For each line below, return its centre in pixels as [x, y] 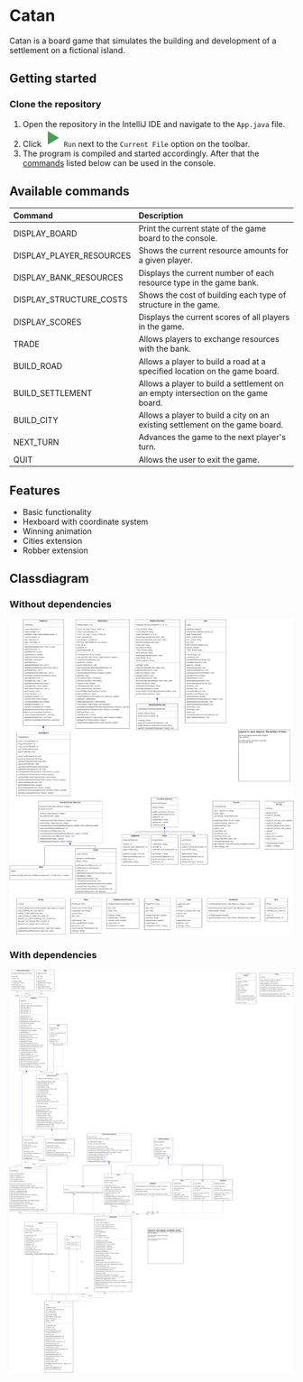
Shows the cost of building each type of [212, 295]
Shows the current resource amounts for [213, 251]
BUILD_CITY [36, 419]
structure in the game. [179, 304]
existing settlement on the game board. [211, 425]
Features [35, 490]
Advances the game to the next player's [212, 438]
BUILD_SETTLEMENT [53, 392]
